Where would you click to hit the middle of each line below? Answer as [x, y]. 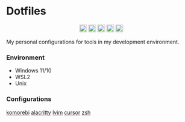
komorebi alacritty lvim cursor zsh [49, 112]
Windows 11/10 [33, 71]
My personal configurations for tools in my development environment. [93, 42]
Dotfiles [26, 11]
